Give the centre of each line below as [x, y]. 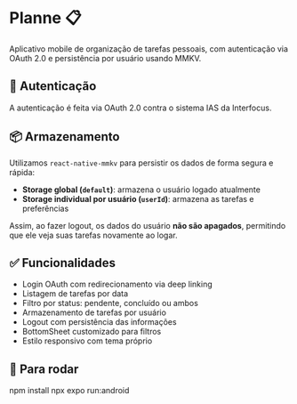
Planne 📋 [45, 18]
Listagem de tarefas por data [75, 294]
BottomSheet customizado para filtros [92, 332]
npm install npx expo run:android [69, 391]
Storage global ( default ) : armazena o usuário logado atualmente [141, 190]
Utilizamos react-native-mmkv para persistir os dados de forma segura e [141, 163]
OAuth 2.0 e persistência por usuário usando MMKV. [105, 58]
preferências [45, 208]
